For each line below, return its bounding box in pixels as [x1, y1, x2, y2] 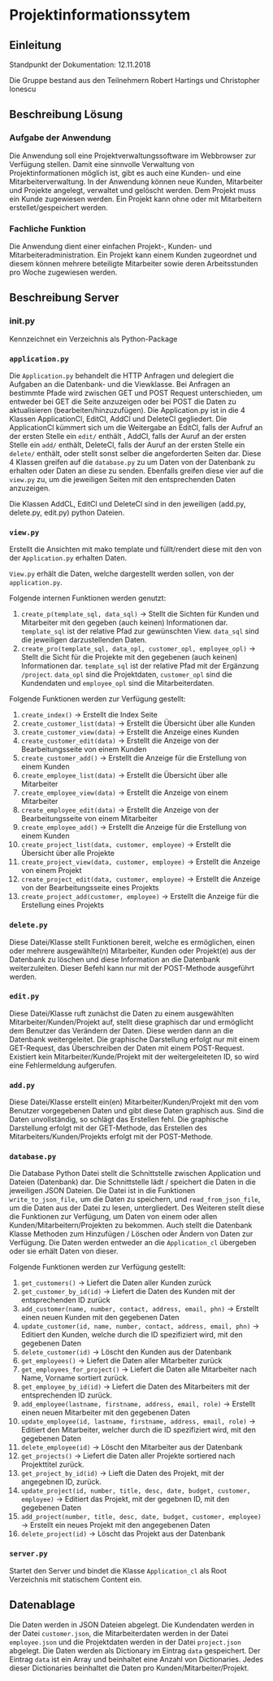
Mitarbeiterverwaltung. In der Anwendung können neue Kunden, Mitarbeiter [9, 177, 263, 187]
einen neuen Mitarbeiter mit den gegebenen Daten [20, 1407, 190, 1418]
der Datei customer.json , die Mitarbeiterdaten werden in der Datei [9, 1628, 228, 1638]
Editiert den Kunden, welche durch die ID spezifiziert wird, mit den [20, 1330, 243, 1340]
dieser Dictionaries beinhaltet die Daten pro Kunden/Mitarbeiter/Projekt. [9, 1663, 249, 1673]
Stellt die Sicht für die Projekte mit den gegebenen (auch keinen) [20, 652, 238, 662]
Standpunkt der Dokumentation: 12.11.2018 [9, 59, 151, 69]
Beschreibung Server [9, 291, 119, 305]
